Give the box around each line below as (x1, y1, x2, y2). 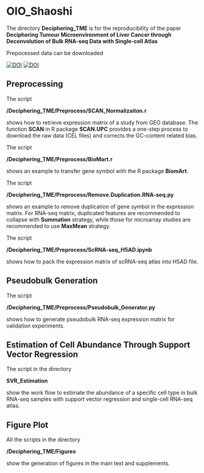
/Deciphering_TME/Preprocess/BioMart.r (6, 155, 113, 163)
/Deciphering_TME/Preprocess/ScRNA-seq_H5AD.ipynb (6, 246, 152, 253)
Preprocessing (6, 79, 63, 89)
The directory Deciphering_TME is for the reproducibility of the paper (6, 24, 181, 32)
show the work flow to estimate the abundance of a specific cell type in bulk (6, 389, 198, 397)
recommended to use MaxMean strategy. (6, 222, 111, 230)
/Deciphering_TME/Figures (6, 448, 76, 455)
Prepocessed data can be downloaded (6, 49, 104, 56)
